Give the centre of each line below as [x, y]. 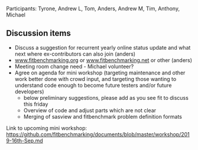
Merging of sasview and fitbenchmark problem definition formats [103, 116]
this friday [36, 104]
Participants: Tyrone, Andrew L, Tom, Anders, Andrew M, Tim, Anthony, [93, 9]
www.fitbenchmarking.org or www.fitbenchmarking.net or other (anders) [103, 60]
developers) [29, 92]
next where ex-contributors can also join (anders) [75, 54]
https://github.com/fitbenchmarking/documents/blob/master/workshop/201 [98, 134]
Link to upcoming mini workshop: [47, 128]
